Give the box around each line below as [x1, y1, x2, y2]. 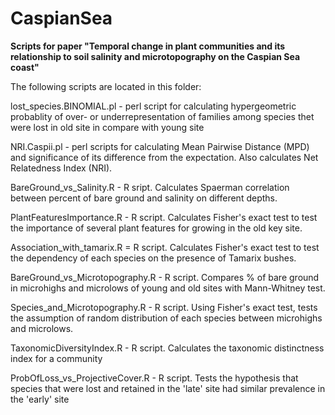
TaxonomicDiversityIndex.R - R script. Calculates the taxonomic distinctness [10, 342, 325, 354]
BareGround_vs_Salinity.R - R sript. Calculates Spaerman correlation [10, 181, 290, 193]
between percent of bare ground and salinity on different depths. [10, 192, 278, 204]
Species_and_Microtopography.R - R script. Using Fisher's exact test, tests [10, 301, 318, 313]
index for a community [10, 352, 103, 364]
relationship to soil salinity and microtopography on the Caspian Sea [10, 50, 301, 62]
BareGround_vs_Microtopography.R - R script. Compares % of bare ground [10, 271, 320, 283]
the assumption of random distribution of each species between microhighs [10, 312, 323, 324]
